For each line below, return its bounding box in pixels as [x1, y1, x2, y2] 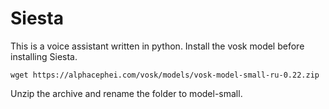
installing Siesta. [10, 50, 78, 62]
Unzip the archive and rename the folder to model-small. [10, 87, 243, 99]
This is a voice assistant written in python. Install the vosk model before [10, 40, 305, 52]
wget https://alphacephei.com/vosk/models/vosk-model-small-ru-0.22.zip [10, 70, 320, 80]
